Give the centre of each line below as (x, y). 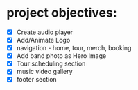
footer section (36, 80)
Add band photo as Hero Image (61, 56)
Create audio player (45, 32)
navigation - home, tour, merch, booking (74, 48)
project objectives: (62, 13)
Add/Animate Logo (43, 40)
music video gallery (45, 72)
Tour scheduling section (51, 63)
